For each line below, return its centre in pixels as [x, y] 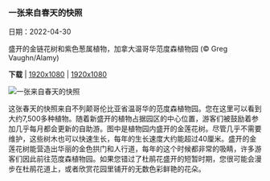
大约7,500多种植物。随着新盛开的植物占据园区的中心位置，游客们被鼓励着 [130, 119]
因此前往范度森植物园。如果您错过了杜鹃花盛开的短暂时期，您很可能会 [138, 159]
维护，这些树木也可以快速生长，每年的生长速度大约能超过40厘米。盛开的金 [133, 139]
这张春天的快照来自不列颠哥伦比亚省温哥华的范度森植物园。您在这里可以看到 [135, 109]
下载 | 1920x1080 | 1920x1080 [57, 75]
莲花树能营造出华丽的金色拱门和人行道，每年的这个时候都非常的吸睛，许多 [131, 149]
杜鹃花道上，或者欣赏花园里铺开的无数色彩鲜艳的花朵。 [114, 169]
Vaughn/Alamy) [34, 58]
